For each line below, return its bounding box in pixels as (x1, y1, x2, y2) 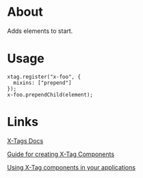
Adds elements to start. (7, 27, 73, 35)
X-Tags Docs (7, 136, 44, 144)
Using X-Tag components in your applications (7, 163, 135, 171)
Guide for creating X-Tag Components (7, 150, 115, 158)
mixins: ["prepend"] (13, 79, 72, 86)
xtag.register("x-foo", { (7, 73, 81, 80)
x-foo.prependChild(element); (7, 91, 94, 98)
